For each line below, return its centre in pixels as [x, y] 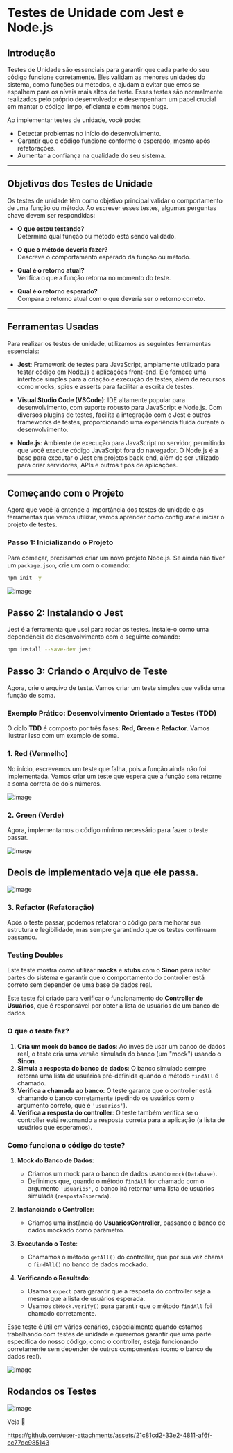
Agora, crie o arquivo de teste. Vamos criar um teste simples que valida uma [116, 688]
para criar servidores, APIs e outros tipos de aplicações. [97, 465]
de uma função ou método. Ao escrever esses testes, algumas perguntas [112, 208]
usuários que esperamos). [54, 1127]
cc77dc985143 [28, 1442]
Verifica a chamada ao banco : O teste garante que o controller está [114, 1090]
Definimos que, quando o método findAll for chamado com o [116, 1181]
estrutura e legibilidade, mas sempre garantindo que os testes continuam [112, 930]
